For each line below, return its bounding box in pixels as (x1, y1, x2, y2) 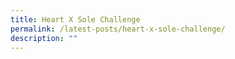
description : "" (10, 33, 78, 43)
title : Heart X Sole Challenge (10, 14, 141, 25)
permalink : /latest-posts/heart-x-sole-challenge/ (10, 24, 226, 34)
